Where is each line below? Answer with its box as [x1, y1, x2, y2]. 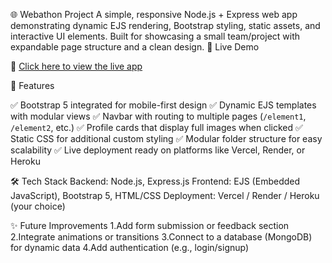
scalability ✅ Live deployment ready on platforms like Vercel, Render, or [10, 144, 306, 156]
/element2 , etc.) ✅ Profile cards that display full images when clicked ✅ [10, 122, 303, 133]
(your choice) [10, 200, 66, 212]
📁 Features [10, 80, 55, 91]
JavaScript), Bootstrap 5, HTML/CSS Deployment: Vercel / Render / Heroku [10, 190, 320, 201]
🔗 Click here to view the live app [10, 60, 143, 72]
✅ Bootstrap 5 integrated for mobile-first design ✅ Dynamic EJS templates [10, 99, 317, 111]
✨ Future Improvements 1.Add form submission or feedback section [10, 220, 290, 231]
